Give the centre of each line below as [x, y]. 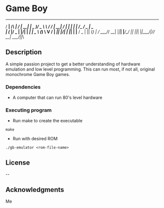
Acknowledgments [35, 190]
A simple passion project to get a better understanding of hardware [73, 64]
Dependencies [23, 87]
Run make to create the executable [47, 121]
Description [24, 52]
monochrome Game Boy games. [38, 74]
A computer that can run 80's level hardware [57, 97]
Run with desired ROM [35, 139]
